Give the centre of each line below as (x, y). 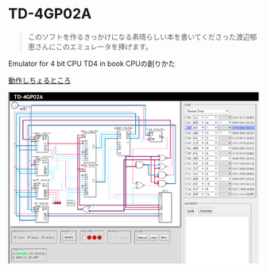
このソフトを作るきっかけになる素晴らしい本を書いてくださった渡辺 (139, 36)
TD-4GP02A (50, 14)
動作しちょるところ (40, 80)
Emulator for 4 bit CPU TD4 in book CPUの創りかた (92, 63)
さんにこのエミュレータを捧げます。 (93, 46)
